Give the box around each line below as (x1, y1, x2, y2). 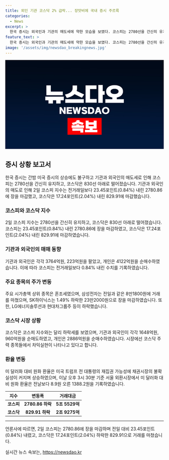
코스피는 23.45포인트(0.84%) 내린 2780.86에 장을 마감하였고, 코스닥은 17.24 (5, 226, 157, 232)
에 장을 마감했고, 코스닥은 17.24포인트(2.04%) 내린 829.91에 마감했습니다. (5, 194, 151, 200)
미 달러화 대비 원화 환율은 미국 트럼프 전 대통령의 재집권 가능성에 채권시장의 (5, 368, 153, 374)
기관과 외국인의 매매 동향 (5, 246, 61, 253)
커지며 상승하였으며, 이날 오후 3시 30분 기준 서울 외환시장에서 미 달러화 (18, 375, 158, 381)
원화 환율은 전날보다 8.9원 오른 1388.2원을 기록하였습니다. (10, 381, 125, 387)
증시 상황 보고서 (5, 160, 51, 168)
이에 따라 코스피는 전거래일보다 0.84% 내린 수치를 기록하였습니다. (20, 264, 149, 270)
